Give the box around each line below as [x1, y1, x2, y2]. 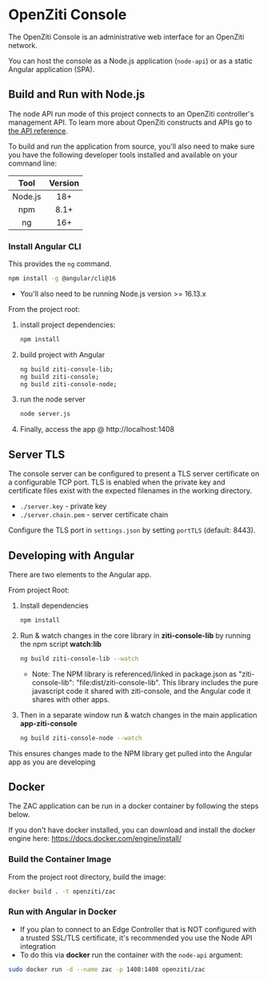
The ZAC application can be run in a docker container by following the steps [8, 801, 259, 811]
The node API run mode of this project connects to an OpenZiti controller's [8, 109, 254, 118]
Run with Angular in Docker [8, 906, 118, 917]
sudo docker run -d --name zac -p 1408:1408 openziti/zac [8, 965, 205, 973]
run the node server [19, 394, 86, 405]
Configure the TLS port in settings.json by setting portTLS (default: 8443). [8, 525, 256, 535]
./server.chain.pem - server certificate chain [19, 510, 169, 520]
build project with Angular [19, 349, 106, 359]
